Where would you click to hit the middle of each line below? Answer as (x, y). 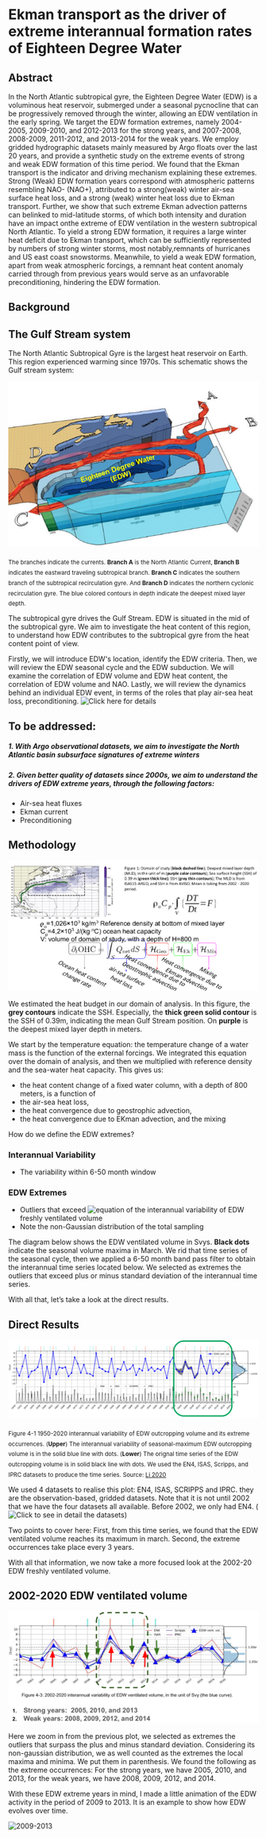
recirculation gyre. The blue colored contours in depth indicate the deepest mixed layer (127, 593)
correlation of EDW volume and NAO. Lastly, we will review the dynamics (127, 684)
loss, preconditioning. (44, 701)
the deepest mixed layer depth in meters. (75, 1029)
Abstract (31, 77)
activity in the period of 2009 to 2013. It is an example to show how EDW (127, 1802)
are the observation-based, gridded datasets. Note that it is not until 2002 (129, 1497)
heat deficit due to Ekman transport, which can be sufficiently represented (130, 240)
